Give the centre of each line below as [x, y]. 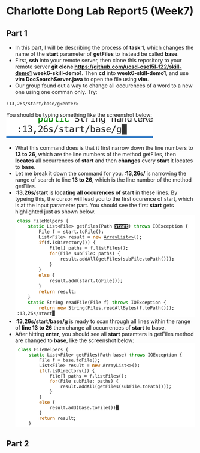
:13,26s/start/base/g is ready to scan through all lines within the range [102, 321]
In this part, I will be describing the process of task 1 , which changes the [104, 47]
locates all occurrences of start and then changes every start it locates [104, 161]
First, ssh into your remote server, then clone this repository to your [98, 60]
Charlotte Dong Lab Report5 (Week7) [100, 11]
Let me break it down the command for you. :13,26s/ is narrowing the [101, 173]
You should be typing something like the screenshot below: [79, 115]
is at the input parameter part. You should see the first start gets [94, 205]
